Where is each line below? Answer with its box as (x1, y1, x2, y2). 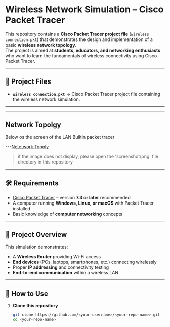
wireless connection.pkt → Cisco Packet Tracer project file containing (12, 91, 160, 97)
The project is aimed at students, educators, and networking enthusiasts (5, 47, 161, 53)
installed (12, 206, 30, 212)
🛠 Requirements (5, 179, 59, 187)
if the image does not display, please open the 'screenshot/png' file (17, 153, 158, 159)
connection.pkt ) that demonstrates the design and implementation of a (5, 36, 153, 43)
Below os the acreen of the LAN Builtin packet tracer (5, 134, 115, 140)
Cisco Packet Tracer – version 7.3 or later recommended (12, 195, 131, 201)
